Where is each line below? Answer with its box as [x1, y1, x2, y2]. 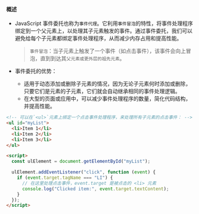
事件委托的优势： [14, 67, 57, 75]
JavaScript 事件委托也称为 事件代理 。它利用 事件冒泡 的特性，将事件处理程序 [14, 20, 194, 27]
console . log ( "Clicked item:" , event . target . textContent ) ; [21, 185, 169, 192]
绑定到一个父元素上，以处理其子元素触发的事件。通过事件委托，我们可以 [14, 27, 192, 35]
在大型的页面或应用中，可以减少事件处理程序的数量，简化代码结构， [23, 95, 191, 103]
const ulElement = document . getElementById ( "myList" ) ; [11, 159, 151, 165]
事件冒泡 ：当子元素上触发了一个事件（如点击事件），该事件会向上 [29, 48, 186, 55]
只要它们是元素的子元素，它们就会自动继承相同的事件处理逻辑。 [23, 88, 181, 95]
